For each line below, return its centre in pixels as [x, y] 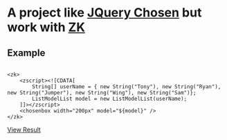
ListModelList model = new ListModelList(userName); [110, 99]
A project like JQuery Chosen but [105, 13]
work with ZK [46, 27]
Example [26, 53]
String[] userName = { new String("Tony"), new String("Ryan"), [127, 87]
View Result [24, 130]
